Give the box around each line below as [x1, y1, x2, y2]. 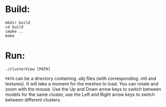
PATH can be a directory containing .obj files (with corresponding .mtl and [5, 75, 156, 81]
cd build [5, 24, 24, 30]
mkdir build [5, 20, 30, 25]
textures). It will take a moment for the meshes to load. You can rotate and [5, 80, 158, 86]
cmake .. [5, 29, 24, 34]
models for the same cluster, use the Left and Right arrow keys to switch [5, 91, 155, 97]
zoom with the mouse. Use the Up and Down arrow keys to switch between [5, 86, 161, 92]
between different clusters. [5, 96, 61, 102]
